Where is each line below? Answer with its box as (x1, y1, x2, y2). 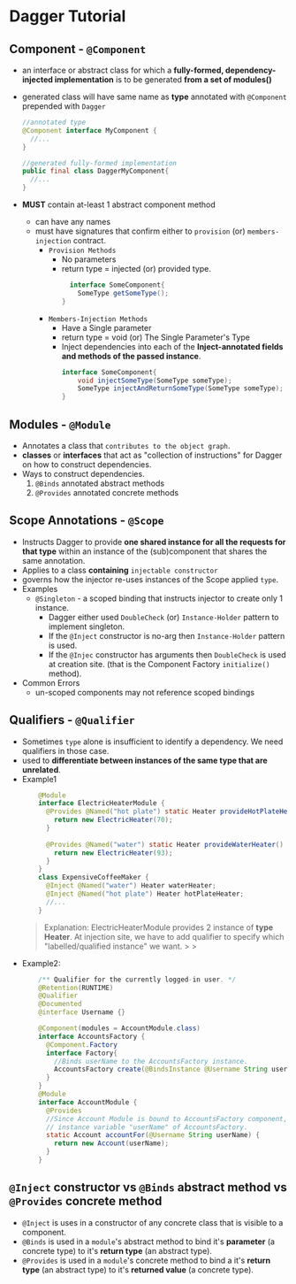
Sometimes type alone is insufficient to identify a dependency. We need (21, 736, 284, 747)
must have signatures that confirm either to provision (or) (34, 226, 246, 236)
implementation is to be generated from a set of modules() (54, 74, 272, 85)
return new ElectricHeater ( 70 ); (54, 816, 173, 825)
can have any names (34, 217, 111, 227)
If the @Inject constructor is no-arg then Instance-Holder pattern (48, 630, 285, 641)
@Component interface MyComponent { (21, 126, 157, 135)
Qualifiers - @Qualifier (9, 712, 135, 727)
